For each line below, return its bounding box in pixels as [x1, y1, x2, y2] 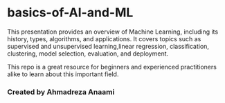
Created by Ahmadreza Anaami [7, 87, 115, 97]
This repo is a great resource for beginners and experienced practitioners [7, 62, 217, 71]
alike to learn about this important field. [7, 70, 119, 78]
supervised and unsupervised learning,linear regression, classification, [7, 42, 210, 50]
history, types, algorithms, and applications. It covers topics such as [7, 34, 201, 43]
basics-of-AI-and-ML [7, 5, 134, 21]
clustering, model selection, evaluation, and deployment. [7, 49, 169, 58]
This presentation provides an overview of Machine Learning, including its [7, 27, 219, 36]
